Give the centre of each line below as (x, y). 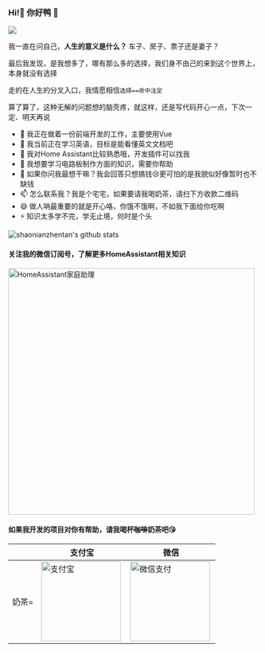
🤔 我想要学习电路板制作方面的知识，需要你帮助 (96, 164)
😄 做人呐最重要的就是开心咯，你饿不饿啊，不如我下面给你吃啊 (122, 206)
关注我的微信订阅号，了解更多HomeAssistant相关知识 (97, 253)
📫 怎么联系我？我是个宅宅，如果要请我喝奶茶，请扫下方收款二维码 (129, 194)
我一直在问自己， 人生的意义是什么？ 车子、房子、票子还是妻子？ (114, 46)
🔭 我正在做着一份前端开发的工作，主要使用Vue (96, 134)
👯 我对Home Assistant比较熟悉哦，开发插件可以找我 (105, 154)
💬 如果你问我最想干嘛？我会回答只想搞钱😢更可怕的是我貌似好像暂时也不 (138, 174)
